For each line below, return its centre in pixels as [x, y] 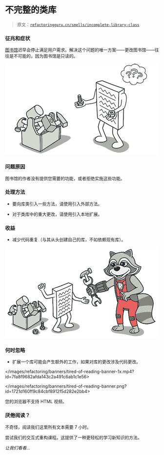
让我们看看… [18, 448]
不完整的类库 [31, 10]
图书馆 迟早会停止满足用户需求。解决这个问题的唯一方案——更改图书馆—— [80, 50]
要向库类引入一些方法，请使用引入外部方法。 [57, 204]
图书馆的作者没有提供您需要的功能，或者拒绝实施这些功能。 [65, 178]
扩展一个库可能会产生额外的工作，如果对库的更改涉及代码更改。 [76, 362]
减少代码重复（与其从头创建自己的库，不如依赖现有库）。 [69, 239]
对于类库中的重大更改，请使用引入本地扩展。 [57, 214]
